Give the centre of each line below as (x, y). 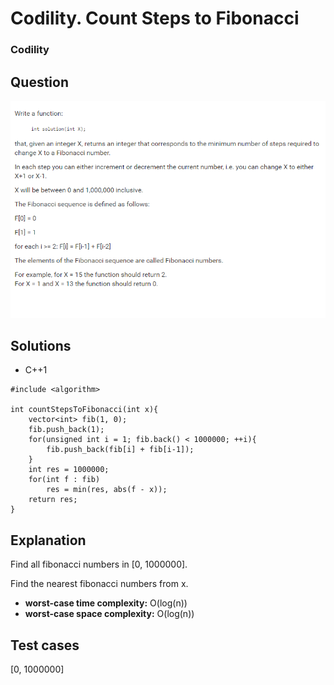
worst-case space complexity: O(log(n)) (109, 614)
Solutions (41, 346)
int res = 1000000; (69, 470)
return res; (53, 500)
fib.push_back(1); (66, 430)
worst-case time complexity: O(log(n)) (106, 603)
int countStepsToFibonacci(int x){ (84, 410)
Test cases (45, 645)
